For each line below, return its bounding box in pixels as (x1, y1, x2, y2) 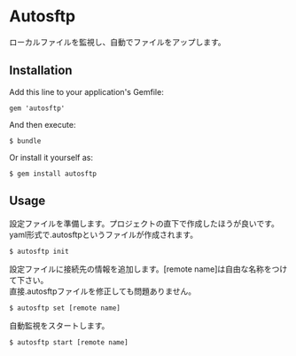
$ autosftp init (9, 247, 69, 256)
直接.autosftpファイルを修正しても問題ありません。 (9, 286, 197, 297)
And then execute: (9, 119, 76, 130)
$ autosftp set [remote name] (9, 304, 121, 312)
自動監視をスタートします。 (9, 320, 110, 330)
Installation (9, 63, 73, 78)
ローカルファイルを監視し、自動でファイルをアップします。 (9, 36, 226, 47)
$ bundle (9, 136, 42, 146)
